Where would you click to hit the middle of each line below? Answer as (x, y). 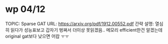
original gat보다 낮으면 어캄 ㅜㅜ (37, 36)
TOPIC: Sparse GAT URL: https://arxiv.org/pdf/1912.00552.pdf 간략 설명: (80, 23)
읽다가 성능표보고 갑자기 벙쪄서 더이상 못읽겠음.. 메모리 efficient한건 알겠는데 (87, 30)
